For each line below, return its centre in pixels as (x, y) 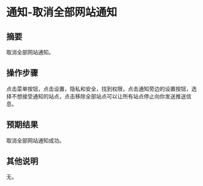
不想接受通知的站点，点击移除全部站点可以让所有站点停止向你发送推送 (98, 96)
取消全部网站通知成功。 (35, 140)
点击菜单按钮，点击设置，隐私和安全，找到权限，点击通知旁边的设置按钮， (99, 89)
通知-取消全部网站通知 (62, 12)
